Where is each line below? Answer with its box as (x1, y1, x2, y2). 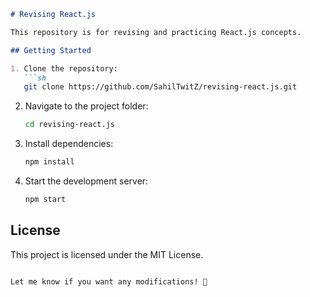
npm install (24, 157, 75, 167)
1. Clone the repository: (10, 63, 118, 74)
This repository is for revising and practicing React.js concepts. (10, 27, 302, 37)
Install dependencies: (24, 138, 114, 150)
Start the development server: (24, 175, 149, 187)
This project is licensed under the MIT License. (10, 248, 204, 260)
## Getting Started (10, 45, 92, 55)
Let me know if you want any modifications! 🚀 (10, 276, 208, 287)
